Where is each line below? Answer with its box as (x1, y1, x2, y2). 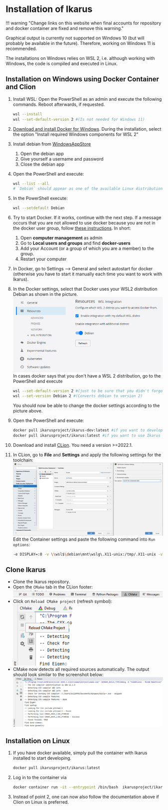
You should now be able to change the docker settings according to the (12, 403, 160, 408)
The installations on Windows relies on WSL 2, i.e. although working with (5, 55, 155, 61)
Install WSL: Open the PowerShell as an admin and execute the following (12, 96, 162, 102)
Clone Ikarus (5, 565, 46, 574)
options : (12, 541, 30, 547)
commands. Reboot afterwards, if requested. (12, 101, 105, 107)
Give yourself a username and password (20, 156, 104, 162)
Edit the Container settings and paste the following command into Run (12, 536, 156, 542)
